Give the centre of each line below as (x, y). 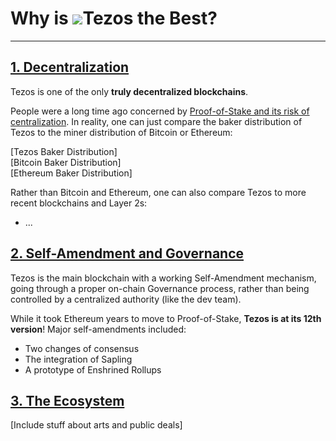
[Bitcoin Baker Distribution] (66, 162)
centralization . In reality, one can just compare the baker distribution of (156, 121)
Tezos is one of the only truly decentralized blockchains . (129, 91)
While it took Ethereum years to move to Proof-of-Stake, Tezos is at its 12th (166, 318)
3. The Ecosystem (67, 400)
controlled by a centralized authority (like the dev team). (126, 299)
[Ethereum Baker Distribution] (71, 173)
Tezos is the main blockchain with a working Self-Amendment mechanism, (163, 278)
